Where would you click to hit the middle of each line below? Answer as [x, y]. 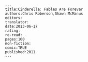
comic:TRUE [16, 48]
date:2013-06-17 [21, 26]
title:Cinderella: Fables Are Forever [44, 9]
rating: [13, 31]
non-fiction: [18, 43]
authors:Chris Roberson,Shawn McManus [44, 14]
